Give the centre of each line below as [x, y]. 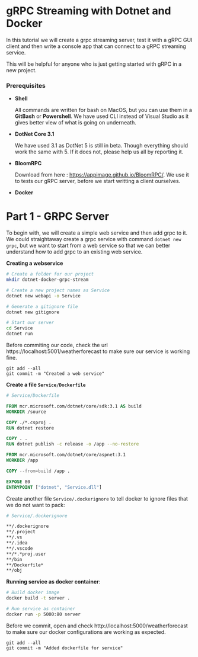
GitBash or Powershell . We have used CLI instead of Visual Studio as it [102, 116]
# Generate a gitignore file [42, 306]
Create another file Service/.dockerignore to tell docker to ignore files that [97, 498]
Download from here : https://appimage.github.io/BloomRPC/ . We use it [102, 175]
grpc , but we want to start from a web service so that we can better [88, 246]
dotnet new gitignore [33, 312]
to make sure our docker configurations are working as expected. [86, 632]
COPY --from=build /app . [38, 471]
